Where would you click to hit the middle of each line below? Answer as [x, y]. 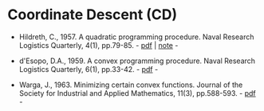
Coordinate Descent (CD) [93, 15]
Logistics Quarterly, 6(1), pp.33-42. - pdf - [89, 69]
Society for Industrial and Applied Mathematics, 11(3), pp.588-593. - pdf [137, 93]
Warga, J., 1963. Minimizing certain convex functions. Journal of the [131, 85]
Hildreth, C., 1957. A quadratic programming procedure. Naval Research [136, 37]
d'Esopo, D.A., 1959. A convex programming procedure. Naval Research [137, 61]
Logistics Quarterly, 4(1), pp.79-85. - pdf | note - [99, 45]
